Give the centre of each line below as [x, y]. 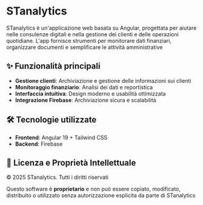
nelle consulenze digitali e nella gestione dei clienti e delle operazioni [92, 34]
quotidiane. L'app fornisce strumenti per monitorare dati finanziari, [89, 41]
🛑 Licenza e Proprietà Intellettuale [71, 162]
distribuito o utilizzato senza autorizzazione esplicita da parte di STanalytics [101, 195]
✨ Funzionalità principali [53, 66]
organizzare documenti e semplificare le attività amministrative [85, 47]
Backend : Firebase [39, 144]
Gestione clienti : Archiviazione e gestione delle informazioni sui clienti [103, 80]
